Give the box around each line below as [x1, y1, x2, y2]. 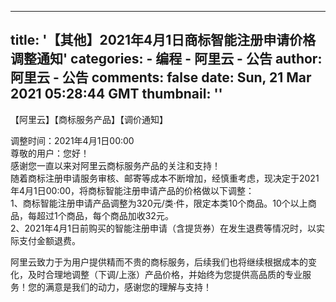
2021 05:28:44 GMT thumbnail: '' [10, 86, 223, 103]
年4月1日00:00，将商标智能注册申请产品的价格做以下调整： [10, 184, 255, 196]
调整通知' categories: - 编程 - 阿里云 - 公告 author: [10, 51, 323, 68]
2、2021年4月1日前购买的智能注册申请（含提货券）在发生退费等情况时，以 [10, 222, 317, 234]
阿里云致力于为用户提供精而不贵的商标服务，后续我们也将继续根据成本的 [10, 256, 308, 268]
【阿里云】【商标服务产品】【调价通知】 [10, 113, 168, 125]
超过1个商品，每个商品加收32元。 [36, 209, 174, 221]
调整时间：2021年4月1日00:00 [10, 134, 135, 146]
